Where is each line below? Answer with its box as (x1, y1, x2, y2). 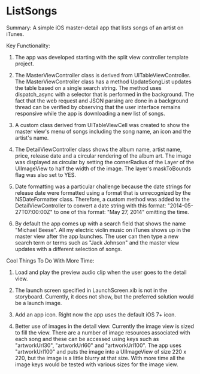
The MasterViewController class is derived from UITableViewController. (14, 71, 190, 79)
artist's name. (14, 134, 49, 141)
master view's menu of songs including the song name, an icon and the (14, 128, 192, 135)
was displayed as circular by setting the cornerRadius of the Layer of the (14, 158, 195, 165)
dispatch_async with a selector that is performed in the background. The (14, 91, 195, 98)
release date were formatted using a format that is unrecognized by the (14, 189, 191, 196)
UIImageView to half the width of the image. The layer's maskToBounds (14, 165, 192, 172)
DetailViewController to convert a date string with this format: (14, 202, 166, 209)
